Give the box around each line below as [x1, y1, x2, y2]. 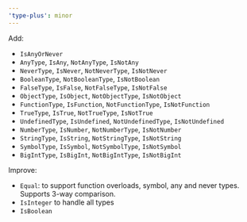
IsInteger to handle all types [19, 197, 114, 207]
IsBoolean [19, 207, 53, 215]
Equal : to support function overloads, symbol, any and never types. [19, 180, 240, 190]
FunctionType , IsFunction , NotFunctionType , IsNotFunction [19, 99, 210, 109]
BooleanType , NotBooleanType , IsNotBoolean [19, 74, 160, 83]
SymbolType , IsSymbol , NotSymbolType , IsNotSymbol [19, 141, 182, 151]
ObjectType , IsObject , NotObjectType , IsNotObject [19, 90, 182, 100]
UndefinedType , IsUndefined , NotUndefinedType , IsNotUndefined [19, 116, 225, 125]
